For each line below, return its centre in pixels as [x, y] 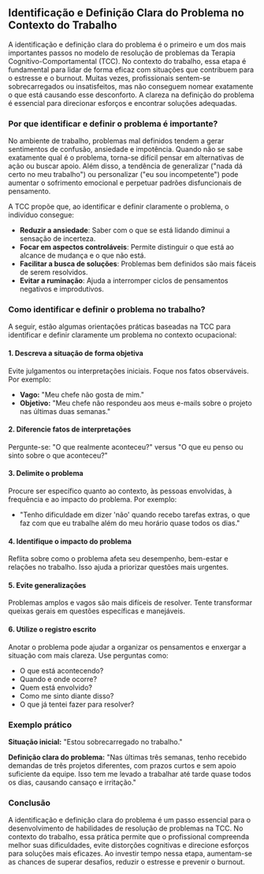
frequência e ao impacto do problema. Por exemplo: [93, 499]
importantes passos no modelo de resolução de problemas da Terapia [122, 53]
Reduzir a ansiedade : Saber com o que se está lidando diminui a [125, 230]
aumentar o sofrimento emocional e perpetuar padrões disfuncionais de [125, 183]
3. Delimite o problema [46, 473]
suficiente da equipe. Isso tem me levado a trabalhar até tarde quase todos [130, 774]
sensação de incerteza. [58, 239]
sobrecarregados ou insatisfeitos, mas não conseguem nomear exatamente [131, 86]
